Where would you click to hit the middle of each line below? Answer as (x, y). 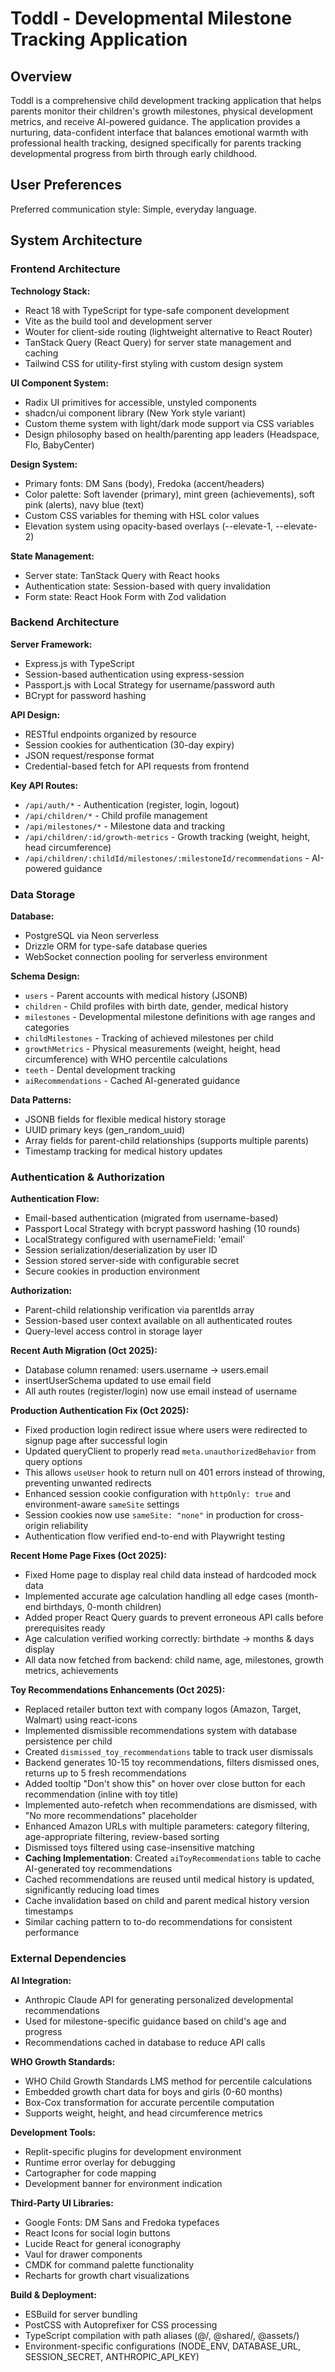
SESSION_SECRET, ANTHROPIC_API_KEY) (112, 2356)
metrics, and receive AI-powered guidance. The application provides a (155, 121)
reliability (70, 1526)
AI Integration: (41, 1980)
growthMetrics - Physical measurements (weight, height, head (152, 1049)
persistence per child (68, 1741)
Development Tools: (53, 2132)
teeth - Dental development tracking (100, 1070)
